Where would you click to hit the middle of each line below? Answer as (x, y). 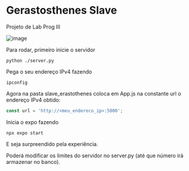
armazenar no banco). (33, 161)
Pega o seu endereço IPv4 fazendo (49, 71)
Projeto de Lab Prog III (33, 27)
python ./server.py (30, 61)
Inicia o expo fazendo (33, 122)
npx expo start (25, 133)
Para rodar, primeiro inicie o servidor (51, 50)
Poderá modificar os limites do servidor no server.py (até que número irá (95, 156)
